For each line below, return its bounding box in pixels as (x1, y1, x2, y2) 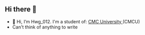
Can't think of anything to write (12, 24, 78, 30)
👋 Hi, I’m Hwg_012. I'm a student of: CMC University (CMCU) (12, 18, 140, 24)
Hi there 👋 (5, 5, 37, 14)
